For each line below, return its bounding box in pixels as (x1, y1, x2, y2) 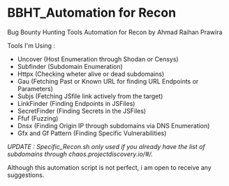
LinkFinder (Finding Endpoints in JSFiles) (17, 99, 135, 107)
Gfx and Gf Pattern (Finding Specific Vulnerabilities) (17, 129, 167, 137)
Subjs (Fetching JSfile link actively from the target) (17, 92, 163, 100)
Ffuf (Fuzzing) (17, 114, 59, 123)
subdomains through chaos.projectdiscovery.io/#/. (7, 150, 154, 158)
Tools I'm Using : (7, 41, 56, 49)
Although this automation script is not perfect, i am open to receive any (7, 163, 212, 171)
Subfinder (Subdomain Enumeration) (17, 62, 124, 70)
